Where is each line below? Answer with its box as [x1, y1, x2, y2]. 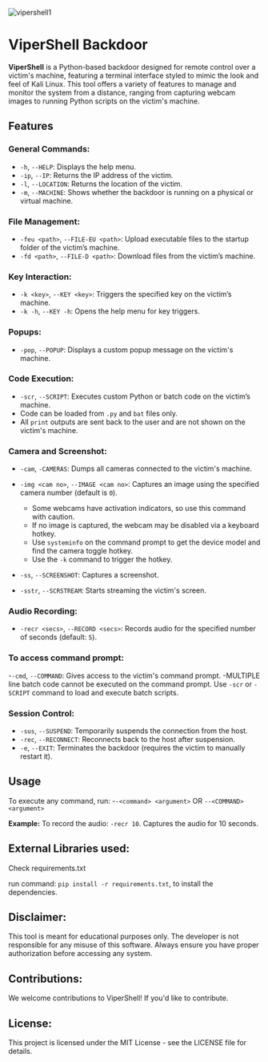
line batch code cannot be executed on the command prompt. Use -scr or [8, 679, 252, 689]
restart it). [19, 752, 54, 761]
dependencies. [8, 887, 58, 897]
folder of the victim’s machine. [19, 242, 120, 252]
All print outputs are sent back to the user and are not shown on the [19, 417, 246, 427]
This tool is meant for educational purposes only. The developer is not [8, 931, 239, 942]
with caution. [31, 512, 75, 521]
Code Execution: [8, 373, 74, 384]
